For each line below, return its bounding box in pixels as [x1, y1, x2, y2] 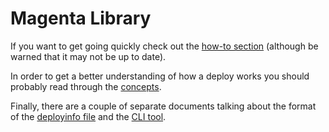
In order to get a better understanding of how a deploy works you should [10, 70, 310, 82]
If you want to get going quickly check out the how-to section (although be [10, 40, 319, 52]
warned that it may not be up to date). [10, 50, 167, 62]
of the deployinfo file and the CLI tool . [10, 110, 167, 122]
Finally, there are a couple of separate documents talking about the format [10, 100, 317, 112]
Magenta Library [10, 7, 152, 30]
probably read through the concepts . [10, 80, 162, 92]
